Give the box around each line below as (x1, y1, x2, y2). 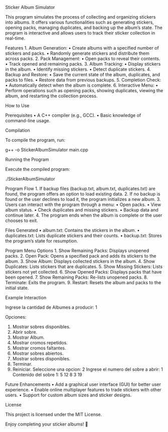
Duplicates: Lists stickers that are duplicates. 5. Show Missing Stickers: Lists (5, 264, 163, 270)
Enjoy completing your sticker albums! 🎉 (5, 421, 89, 427)
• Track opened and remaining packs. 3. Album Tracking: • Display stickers (5, 61, 161, 67)
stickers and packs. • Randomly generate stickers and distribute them (5, 50, 149, 56)
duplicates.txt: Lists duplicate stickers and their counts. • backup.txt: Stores (5, 233, 162, 239)
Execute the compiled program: (5, 166, 70, 172)
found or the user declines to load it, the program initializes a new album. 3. (5, 196, 161, 202)
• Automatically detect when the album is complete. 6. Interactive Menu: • (5, 82, 158, 88)
